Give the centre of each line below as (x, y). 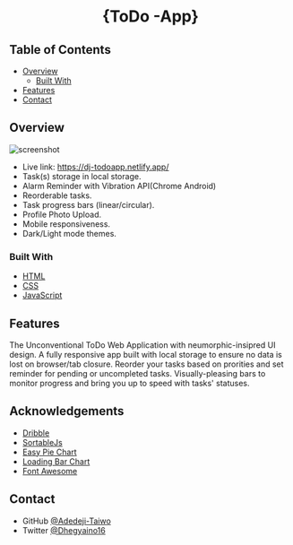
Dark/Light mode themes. (69, 233)
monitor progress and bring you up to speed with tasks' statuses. (129, 383)
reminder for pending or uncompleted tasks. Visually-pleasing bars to (138, 373)
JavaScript (42, 295)
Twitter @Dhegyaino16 (64, 530)
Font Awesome (50, 471)
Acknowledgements (67, 411)
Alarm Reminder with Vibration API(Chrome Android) (119, 186)
